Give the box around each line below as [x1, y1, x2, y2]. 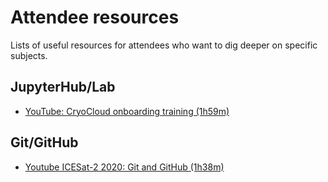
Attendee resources [10, 6, 180, 29]
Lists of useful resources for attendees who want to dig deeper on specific [10, 39, 318, 51]
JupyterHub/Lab [10, 79, 116, 96]
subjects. [10, 49, 48, 61]
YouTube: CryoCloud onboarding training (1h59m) [24, 105, 230, 117]
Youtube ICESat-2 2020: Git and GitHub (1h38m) [24, 161, 225, 173]
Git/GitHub [10, 134, 79, 151]
